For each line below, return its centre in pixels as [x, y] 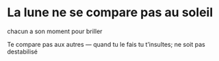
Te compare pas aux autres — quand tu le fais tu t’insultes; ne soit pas [106, 44]
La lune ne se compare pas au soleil [110, 13]
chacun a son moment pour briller [55, 31]
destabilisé [22, 52]
